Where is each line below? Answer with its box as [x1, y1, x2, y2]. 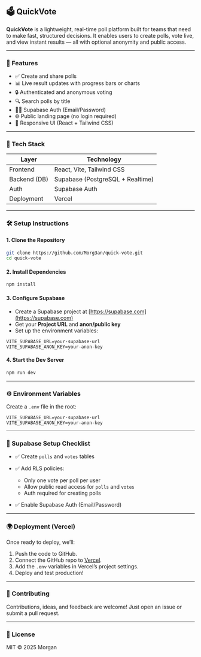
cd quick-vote [6, 255, 42, 261]
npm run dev [6, 370, 36, 376]
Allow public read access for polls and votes [23, 483, 135, 491]
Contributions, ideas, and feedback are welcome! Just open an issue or [6, 603, 182, 610]
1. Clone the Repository [6, 236, 65, 243]
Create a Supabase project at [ [14, 308, 91, 315]
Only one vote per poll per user [23, 477, 100, 484]
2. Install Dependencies [6, 268, 66, 275]
